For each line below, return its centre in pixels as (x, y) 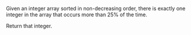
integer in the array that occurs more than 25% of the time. (77, 15)
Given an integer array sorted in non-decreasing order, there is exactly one (96, 8)
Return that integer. (29, 26)
